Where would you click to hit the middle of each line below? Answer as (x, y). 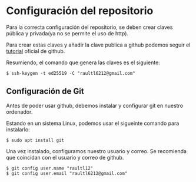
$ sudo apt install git (35, 140)
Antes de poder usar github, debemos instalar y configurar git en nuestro (95, 105)
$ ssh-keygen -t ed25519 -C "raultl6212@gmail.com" (71, 73)
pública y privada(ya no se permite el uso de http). (67, 33)
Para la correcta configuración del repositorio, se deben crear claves (89, 27)
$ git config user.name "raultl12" (50, 168)
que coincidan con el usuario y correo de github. (65, 157)
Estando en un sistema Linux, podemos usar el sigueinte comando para (93, 123)
